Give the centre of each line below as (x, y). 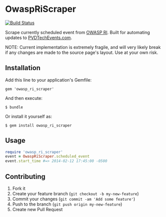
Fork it (19, 188)
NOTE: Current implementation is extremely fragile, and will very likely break (83, 47)
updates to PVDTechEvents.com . (39, 38)
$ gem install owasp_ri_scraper (38, 125)
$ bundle (14, 107)
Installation (23, 68)
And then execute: (24, 98)
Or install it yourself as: (28, 116)
